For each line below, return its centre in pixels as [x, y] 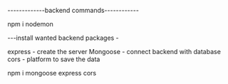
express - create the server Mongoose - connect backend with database [114, 52]
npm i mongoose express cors [52, 73]
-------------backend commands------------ [73, 10]
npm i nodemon [30, 24]
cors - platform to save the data [54, 59]
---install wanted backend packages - [63, 38]
